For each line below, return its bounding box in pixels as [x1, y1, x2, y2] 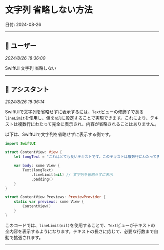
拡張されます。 [13, 234, 43, 240]
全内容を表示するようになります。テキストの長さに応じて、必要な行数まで [5, 228, 154, 234]
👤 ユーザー [5, 42, 37, 50]
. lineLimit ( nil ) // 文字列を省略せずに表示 [31, 172, 113, 177]
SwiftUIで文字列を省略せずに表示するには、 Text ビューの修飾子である [5, 108, 144, 115]
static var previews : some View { [14, 199, 84, 204]
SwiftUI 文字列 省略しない [5, 65, 57, 71]
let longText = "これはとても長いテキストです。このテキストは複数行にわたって [14, 154, 157, 159]
